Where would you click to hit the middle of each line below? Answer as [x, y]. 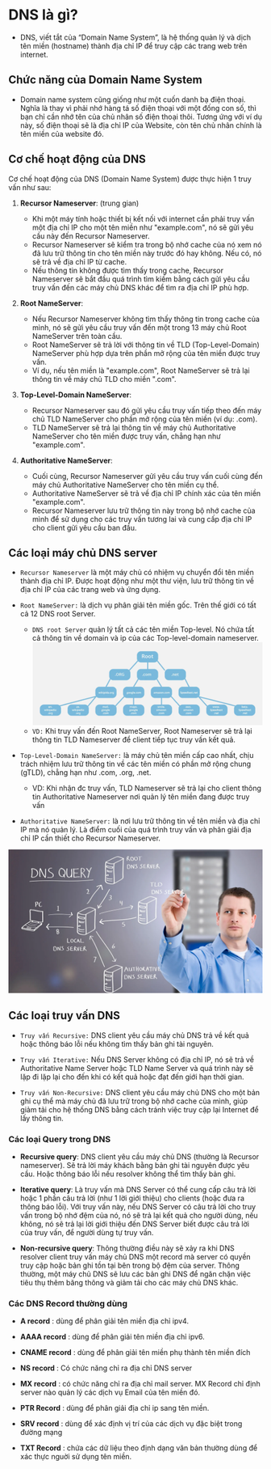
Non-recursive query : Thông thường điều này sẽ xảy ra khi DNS [127, 1248]
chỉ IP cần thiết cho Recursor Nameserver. [90, 838]
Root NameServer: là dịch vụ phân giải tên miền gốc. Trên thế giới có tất [138, 605]
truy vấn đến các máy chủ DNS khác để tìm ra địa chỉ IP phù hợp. [140, 287]
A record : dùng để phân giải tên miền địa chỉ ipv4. [104, 1321]
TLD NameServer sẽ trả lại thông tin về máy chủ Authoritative [134, 427]
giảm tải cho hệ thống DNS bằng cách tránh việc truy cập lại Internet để [140, 1109]
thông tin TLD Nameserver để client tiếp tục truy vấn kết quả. [134, 740]
